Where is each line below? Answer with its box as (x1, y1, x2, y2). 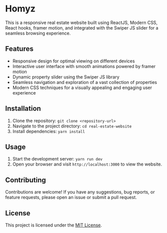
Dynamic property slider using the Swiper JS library (12, 73, 119, 80)
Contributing (5, 175, 46, 184)
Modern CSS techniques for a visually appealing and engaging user (12, 84, 152, 90)
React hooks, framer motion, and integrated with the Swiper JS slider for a (5, 24, 159, 30)
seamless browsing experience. (5, 30, 71, 36)
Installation (5, 104, 41, 113)
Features (5, 44, 34, 53)
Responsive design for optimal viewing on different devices (12, 58, 135, 64)
